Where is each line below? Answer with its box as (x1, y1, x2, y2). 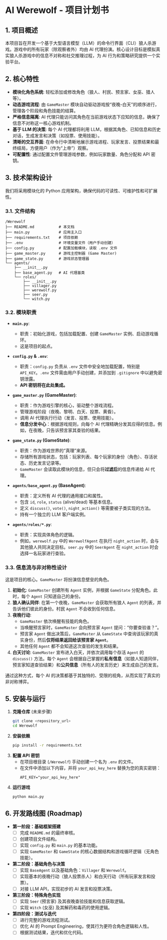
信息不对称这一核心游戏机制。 (12, 120, 74, 126)
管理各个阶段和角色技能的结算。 (12, 108, 78, 114)
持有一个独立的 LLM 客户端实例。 (19, 511, 88, 517)
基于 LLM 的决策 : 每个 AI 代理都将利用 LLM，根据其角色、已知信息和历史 (12, 126, 161, 132)
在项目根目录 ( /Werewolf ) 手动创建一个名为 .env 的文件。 (19, 759, 136, 765)
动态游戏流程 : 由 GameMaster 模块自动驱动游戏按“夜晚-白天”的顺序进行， (12, 101, 160, 107)
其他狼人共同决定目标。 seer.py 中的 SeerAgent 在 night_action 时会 (19, 544, 159, 550)
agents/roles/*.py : (12, 521, 52, 527)
